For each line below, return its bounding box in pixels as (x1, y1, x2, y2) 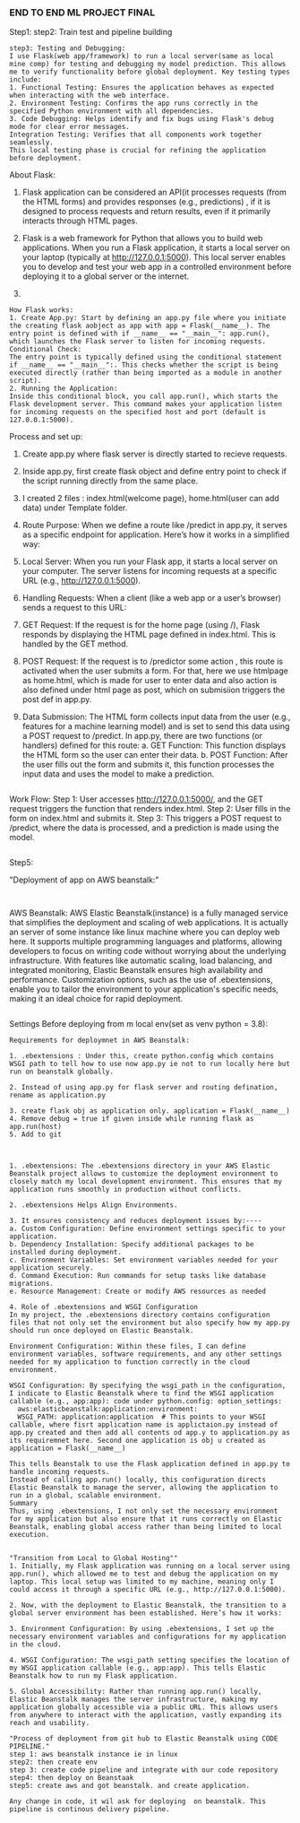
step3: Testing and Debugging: (9, 44, 126, 53)
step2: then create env (9, 1758, 99, 1767)
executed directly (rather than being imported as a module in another (9, 369, 282, 378)
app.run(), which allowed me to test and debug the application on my (9, 1569, 279, 1579)
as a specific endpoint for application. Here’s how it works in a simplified (21, 529, 289, 540)
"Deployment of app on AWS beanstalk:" (9, 874, 159, 885)
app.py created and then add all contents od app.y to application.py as (9, 1428, 291, 1437)
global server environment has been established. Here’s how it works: (9, 1609, 282, 1618)
